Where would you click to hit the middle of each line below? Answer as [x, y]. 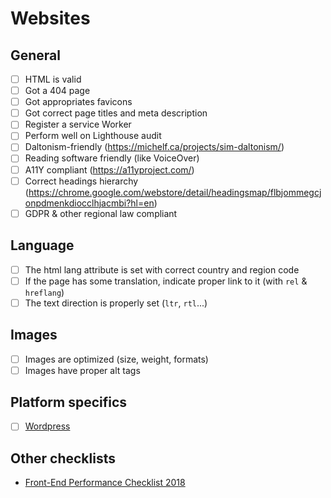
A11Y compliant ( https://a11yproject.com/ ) [109, 169]
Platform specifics [69, 402]
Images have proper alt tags [82, 370]
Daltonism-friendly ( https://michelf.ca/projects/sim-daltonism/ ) [154, 147]
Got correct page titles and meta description [116, 113]
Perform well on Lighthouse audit [93, 136]
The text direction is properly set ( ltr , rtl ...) [116, 303]
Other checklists [63, 458]
